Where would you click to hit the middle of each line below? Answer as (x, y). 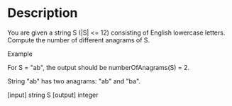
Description (43, 13)
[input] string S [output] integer (53, 95)
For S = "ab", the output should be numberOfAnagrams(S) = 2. (99, 67)
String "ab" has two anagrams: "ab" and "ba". (74, 81)
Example (20, 54)
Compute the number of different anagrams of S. (79, 40)
